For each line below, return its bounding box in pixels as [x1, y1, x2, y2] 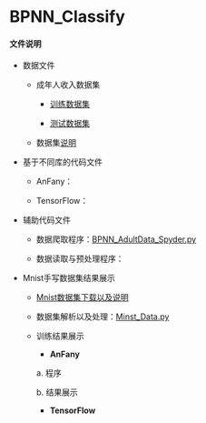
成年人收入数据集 [35, 79, 101, 90]
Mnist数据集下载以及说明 [35, 292, 129, 303]
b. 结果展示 [35, 387, 79, 398]
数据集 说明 [35, 137, 77, 148]
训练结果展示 [35, 330, 84, 342]
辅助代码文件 [22, 215, 71, 226]
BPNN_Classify [9, 6, 125, 27]
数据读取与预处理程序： [35, 253, 124, 265]
